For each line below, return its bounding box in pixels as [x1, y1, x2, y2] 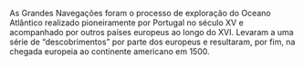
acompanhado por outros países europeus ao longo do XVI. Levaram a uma [9, 27, 294, 37]
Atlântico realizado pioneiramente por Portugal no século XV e [9, 17, 244, 28]
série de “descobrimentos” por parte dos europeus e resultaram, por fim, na [9, 36, 296, 47]
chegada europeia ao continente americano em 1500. [9, 46, 210, 57]
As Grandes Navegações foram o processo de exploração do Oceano [9, 8, 271, 18]
